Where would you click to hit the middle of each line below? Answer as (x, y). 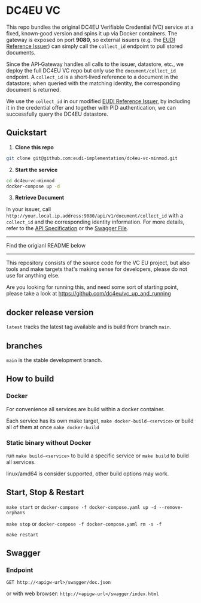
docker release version (50, 312)
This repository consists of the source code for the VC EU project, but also (98, 263)
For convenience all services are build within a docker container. (86, 409)
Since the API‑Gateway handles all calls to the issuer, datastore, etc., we (95, 64)
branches (25, 346)
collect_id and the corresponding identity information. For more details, (95, 222)
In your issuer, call (29, 209)
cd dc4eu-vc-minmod (31, 180)
